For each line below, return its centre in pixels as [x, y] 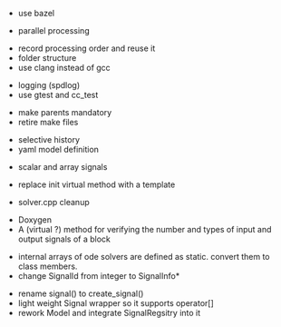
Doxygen [35, 220]
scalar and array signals [63, 167]
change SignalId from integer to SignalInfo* [99, 276]
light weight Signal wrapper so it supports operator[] [116, 303]
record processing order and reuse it [87, 48]
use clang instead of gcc [64, 68]
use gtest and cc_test [58, 95]
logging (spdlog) [49, 85]
